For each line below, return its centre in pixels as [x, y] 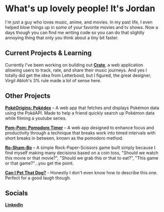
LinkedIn [14, 205]
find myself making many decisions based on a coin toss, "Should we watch [82, 153]
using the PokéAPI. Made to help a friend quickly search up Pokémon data [80, 113]
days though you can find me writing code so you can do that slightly [75, 32]
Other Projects [28, 96]
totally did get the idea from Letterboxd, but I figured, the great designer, [78, 75]
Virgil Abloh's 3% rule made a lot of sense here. [53, 80]
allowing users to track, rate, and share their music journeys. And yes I [76, 70]
